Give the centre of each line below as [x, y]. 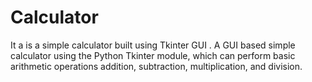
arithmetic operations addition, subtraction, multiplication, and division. [156, 66]
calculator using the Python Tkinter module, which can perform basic [153, 55]
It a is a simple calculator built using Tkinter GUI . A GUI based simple [153, 45]
